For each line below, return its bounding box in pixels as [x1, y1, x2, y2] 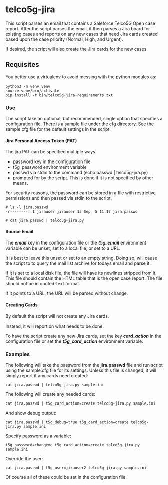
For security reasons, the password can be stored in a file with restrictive [5, 190, 156, 196]
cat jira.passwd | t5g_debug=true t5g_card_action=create [5, 419, 129, 425]
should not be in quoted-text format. [5, 281, 80, 287]
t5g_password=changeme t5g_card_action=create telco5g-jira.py [5, 442, 140, 447]
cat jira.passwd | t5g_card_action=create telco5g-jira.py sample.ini [5, 401, 156, 406]
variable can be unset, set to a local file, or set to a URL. [5, 245, 121, 251]
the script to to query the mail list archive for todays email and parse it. [5, 260, 151, 266]
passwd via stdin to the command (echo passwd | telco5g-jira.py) [12, 170, 148, 176]
